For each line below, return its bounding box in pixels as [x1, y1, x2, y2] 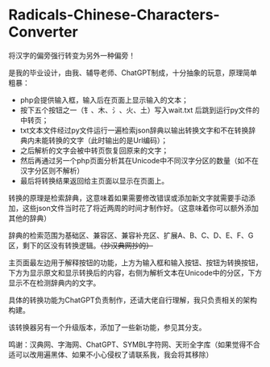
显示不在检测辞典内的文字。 [8, 277, 101, 288]
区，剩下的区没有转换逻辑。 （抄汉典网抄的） [8, 240, 153, 250]
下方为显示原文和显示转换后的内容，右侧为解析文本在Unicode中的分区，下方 [8, 268, 263, 277]
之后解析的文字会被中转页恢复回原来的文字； [19, 146, 169, 155]
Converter [8, 23, 78, 41]
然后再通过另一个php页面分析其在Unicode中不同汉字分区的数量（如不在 [19, 155, 260, 165]
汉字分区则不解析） [19, 166, 85, 175]
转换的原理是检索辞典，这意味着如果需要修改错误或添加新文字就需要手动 [8, 192, 248, 203]
